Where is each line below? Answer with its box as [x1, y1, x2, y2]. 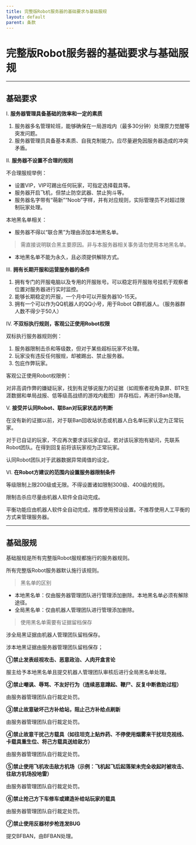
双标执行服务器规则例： [6, 333, 62, 340]
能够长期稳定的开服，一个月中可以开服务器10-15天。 [14, 293, 140, 300]
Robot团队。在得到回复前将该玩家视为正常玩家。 [6, 444, 123, 451]
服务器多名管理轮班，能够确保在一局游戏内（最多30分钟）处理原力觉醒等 [14, 122, 190, 129]
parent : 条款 [6, 19, 36, 25]
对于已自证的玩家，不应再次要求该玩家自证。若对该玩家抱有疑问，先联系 [6, 437, 180, 444]
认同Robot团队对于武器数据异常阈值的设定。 [6, 456, 113, 463]
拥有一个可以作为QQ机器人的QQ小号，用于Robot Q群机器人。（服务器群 [14, 300, 185, 307]
